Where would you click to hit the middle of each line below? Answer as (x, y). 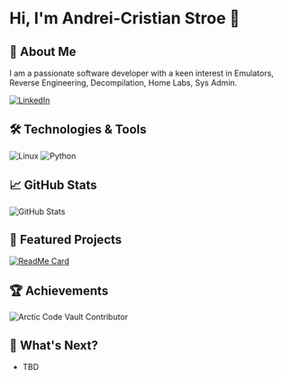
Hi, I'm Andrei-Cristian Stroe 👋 (125, 18)
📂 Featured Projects (66, 240)
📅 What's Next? (54, 345)
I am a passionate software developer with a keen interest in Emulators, (142, 73)
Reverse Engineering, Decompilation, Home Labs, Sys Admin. (123, 83)
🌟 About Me (43, 52)
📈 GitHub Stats (53, 185)
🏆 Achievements (59, 290)
